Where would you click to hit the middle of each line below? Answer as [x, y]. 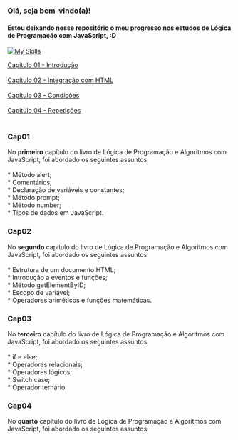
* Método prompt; [34, 198]
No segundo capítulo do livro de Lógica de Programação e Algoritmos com [118, 247]
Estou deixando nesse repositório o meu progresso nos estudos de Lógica [119, 28]
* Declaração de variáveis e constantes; [66, 190]
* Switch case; [29, 380]
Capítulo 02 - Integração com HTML [61, 80]
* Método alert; [30, 175]
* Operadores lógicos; [40, 372]
